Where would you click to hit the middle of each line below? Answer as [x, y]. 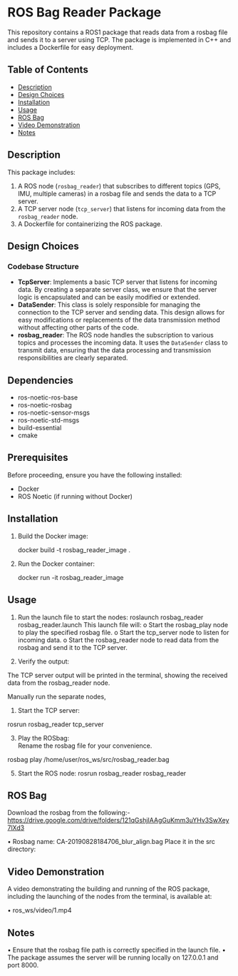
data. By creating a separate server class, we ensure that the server [117, 290]
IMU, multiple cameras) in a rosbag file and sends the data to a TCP [117, 193]
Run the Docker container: [56, 564]
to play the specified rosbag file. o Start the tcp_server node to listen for [123, 632]
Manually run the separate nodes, [57, 696]
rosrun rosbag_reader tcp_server [56, 724]
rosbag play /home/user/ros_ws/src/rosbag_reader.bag [88, 759]
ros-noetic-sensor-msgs [54, 413]
